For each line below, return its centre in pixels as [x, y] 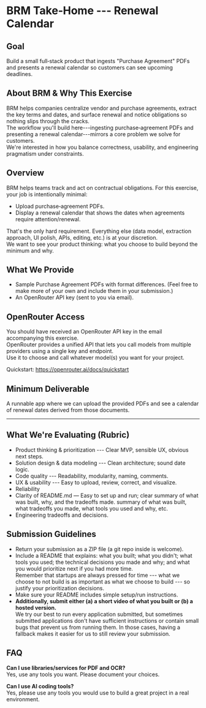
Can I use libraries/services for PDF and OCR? [66, 668]
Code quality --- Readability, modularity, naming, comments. [92, 476]
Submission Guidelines [51, 534]
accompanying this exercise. [43, 338]
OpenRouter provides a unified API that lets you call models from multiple [99, 344]
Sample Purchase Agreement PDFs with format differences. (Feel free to [106, 284]
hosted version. [36, 607]
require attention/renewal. [48, 219]
